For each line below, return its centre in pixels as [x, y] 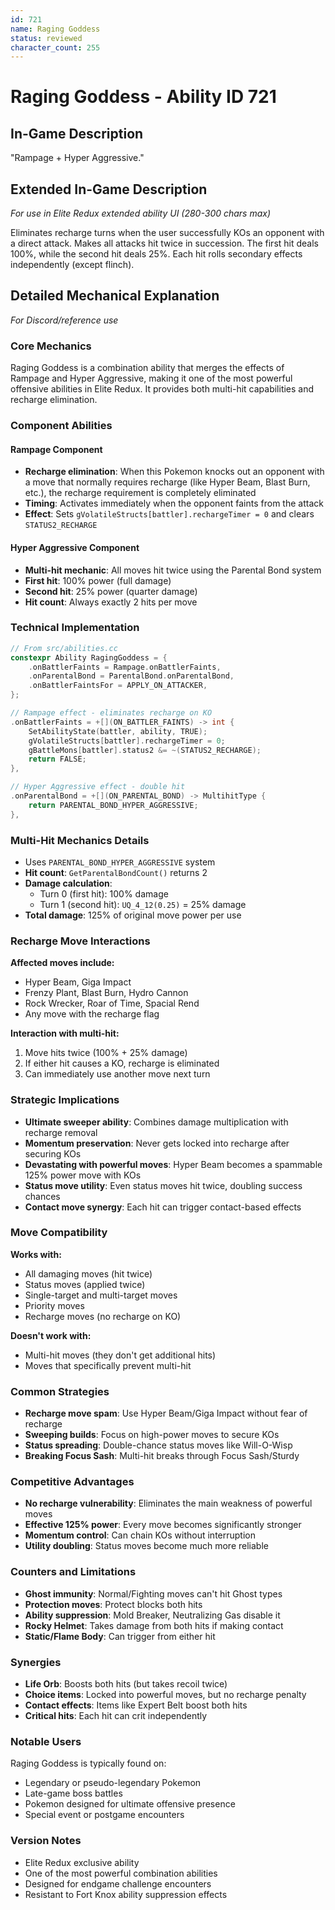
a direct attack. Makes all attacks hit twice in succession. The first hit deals [165, 243]
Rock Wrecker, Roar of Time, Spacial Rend [112, 1003]
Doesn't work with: [51, 1335]
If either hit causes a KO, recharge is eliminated [122, 1063]
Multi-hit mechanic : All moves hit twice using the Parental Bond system [173, 570]
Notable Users [46, 1741]
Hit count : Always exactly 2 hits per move [111, 602]
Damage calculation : [68, 883]
